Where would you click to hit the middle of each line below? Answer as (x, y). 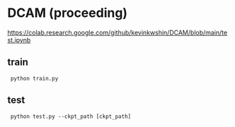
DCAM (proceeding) (68, 13)
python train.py (34, 78)
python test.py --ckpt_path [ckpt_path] (71, 116)
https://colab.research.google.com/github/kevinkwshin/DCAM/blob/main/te (117, 32)
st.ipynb (19, 40)
